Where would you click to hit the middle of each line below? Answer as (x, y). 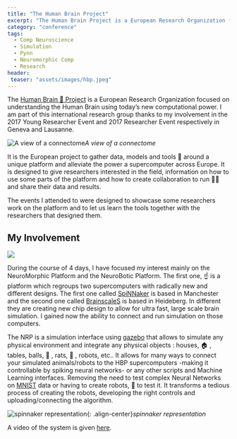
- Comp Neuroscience (44, 40)
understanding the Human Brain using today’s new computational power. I (115, 107)
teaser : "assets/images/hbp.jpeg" (61, 79)
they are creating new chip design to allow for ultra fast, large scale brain (114, 308)
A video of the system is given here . (60, 428)
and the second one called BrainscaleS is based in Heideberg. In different (114, 301)
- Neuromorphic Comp (44, 60)
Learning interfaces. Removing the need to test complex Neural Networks (114, 378)
